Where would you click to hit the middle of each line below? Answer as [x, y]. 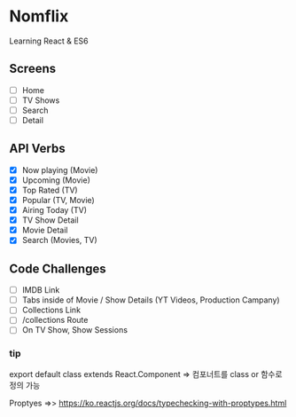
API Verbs [37, 149]
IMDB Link [41, 290]
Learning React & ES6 [49, 41]
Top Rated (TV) [50, 190]
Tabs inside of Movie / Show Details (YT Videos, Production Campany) [151, 300]
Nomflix [39, 16]
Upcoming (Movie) [56, 180]
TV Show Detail [50, 220]
